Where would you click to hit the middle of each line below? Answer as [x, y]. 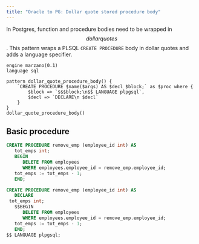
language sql [23, 71]
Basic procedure [38, 131]
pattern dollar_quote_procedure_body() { [59, 81]
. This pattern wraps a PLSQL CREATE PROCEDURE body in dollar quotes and [98, 48]
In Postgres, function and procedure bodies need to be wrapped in [89, 29]
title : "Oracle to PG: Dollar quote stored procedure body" [84, 12]
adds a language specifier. [39, 54]
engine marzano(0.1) [32, 65]
